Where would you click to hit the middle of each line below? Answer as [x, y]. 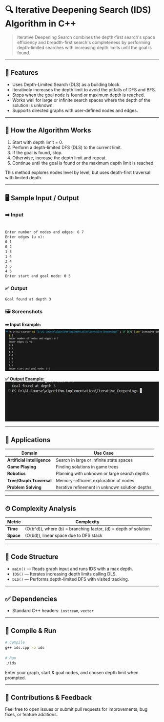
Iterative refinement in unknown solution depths [104, 487]
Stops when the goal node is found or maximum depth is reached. [78, 95]
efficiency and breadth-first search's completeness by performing [83, 42]
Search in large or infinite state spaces [94, 460]
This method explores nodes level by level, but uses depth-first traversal [78, 172]
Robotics [16, 474]
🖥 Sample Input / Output [42, 198]
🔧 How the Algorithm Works [48, 130]
